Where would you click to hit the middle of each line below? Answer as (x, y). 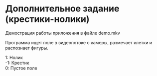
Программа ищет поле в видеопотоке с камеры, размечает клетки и (79, 42)
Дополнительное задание (62, 9)
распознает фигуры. (27, 48)
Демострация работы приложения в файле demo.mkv (63, 33)
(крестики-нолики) (47, 19)
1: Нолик (14, 57)
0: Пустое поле (21, 68)
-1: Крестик (17, 63)
